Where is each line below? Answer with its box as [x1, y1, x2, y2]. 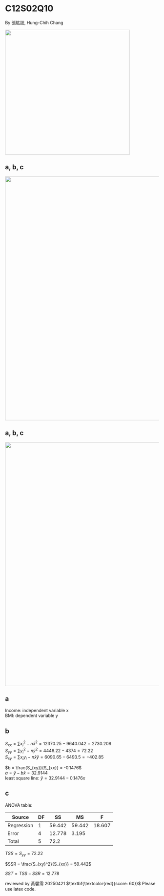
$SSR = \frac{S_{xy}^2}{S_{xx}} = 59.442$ [5, 861, 92, 867]
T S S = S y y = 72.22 [5, 850, 43, 857]
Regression [7, 822, 34, 829]
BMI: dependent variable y [5, 713, 59, 718]
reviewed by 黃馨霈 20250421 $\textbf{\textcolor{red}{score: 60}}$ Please [5, 880, 156, 886]
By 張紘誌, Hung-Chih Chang [5, 20, 63, 25]
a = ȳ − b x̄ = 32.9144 [5, 770, 48, 776]
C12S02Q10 [5, 3, 54, 14]
